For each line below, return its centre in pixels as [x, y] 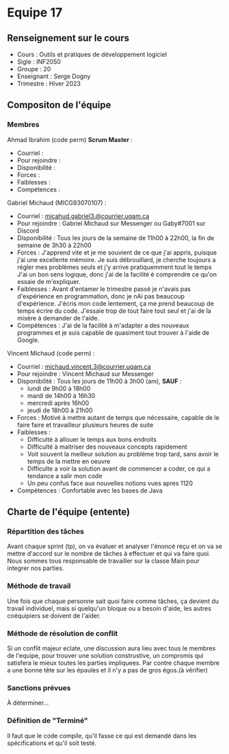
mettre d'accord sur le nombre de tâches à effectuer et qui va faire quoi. [109, 554]
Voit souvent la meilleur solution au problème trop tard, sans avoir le [123, 453]
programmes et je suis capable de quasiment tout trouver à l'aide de [113, 332]
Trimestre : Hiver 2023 [49, 83]
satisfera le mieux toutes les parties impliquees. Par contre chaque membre [113, 663]
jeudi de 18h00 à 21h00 [60, 410]
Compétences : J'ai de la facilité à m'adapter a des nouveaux [103, 325]
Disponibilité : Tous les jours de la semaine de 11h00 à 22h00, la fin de [116, 237]
